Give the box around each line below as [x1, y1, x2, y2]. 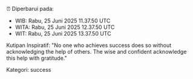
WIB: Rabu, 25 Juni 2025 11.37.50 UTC [15, 17, 111, 24]
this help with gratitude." [6, 54, 68, 62]
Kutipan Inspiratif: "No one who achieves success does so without [6, 42, 172, 49]
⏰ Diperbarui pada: [6, 5, 54, 12]
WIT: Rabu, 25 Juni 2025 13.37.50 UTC [15, 30, 111, 37]
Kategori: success [6, 66, 51, 73]
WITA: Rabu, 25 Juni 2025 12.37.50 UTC [15, 24, 115, 31]
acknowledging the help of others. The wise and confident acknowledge [6, 48, 187, 55]
